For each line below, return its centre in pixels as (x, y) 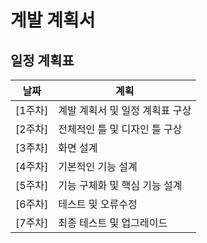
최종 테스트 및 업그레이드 (113, 223)
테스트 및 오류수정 (98, 204)
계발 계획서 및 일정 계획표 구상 (125, 110)
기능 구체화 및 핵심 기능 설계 (120, 185)
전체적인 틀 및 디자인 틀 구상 (120, 129)
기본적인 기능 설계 (98, 166)
